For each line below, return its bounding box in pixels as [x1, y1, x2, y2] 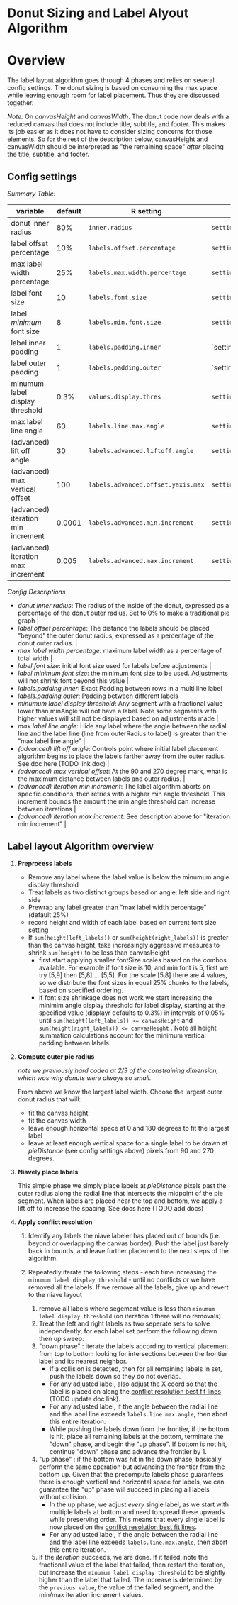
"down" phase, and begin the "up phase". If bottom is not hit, [49, 1440, 227, 1448]
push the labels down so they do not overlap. [49, 1372, 181, 1380]
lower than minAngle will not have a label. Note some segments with [17, 706, 217, 715]
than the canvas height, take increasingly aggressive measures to [28, 940, 220, 949]
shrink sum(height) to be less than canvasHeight [28, 948, 170, 957]
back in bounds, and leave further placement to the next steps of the [28, 1246, 229, 1255]
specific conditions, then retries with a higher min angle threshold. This [17, 789, 225, 798]
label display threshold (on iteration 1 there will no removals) [38, 1311, 222, 1320]
